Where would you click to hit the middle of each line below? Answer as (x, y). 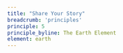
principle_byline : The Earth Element (62, 33)
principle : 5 (26, 26)
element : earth (29, 39)
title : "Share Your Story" (46, 13)
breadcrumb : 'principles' (44, 20)
